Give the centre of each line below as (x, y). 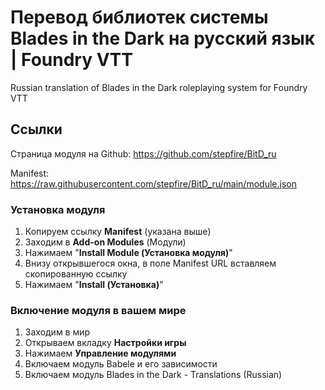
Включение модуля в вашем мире (98, 310)
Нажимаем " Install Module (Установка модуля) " (128, 253)
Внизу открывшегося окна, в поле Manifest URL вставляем (150, 263)
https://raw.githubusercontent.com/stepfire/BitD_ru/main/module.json (153, 183)
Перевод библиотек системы (139, 17)
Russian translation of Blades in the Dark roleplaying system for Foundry (159, 87)
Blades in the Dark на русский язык (163, 38)
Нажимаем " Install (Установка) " (94, 285)
